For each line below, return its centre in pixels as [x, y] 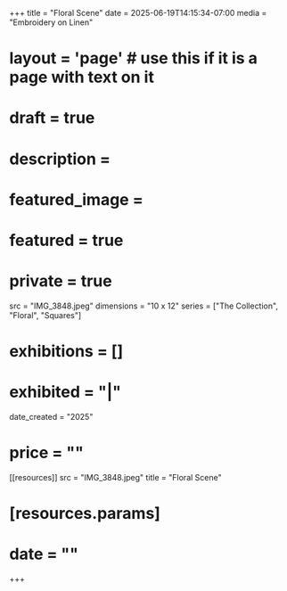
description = [60, 159]
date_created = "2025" [51, 417]
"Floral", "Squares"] [45, 315]
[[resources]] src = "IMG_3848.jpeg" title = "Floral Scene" [115, 477]
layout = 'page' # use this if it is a [134, 58]
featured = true [66, 240]
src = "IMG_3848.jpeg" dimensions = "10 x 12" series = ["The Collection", [144, 306]
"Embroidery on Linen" [51, 22]
